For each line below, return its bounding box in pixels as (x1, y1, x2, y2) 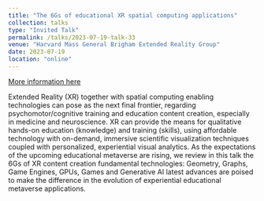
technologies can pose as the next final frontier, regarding (8, 100, 197, 110)
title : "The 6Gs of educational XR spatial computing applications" (8, 11, 238, 20)
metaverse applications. (8, 184, 87, 193)
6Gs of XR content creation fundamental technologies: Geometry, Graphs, (8, 159, 248, 168)
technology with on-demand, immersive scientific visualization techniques (8, 133, 250, 143)
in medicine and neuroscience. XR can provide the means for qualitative (8, 117, 242, 126)
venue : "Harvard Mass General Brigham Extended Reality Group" (8, 41, 221, 49)
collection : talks (8, 19, 69, 27)
